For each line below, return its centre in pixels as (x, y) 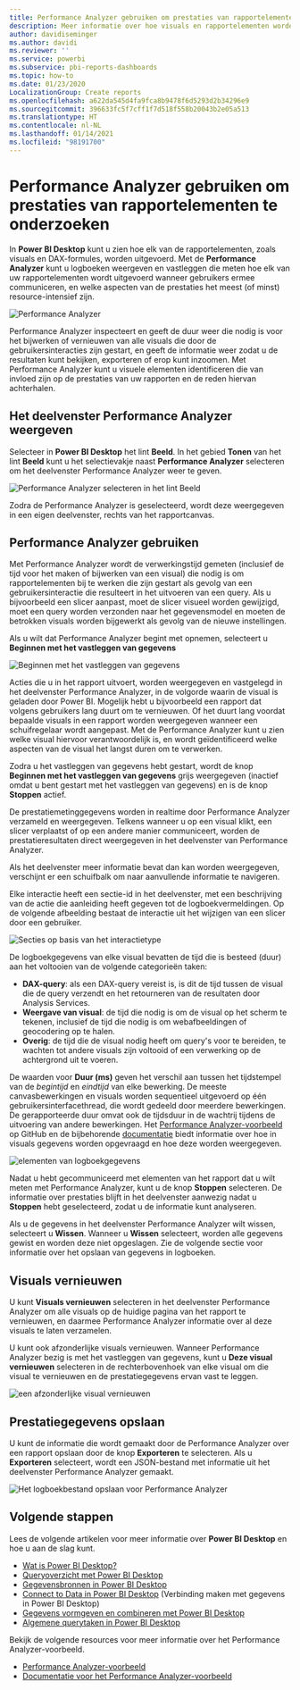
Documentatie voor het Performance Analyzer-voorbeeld (127, 1676)
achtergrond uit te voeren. (70, 1060)
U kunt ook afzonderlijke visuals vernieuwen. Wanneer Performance (134, 1348)
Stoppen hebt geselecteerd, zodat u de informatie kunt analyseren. (133, 1207)
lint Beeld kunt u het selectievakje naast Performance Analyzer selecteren (147, 461)
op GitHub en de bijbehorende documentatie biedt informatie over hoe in (143, 1134)
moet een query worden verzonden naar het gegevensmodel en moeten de (147, 612)
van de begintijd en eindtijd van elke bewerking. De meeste (118, 1087)
